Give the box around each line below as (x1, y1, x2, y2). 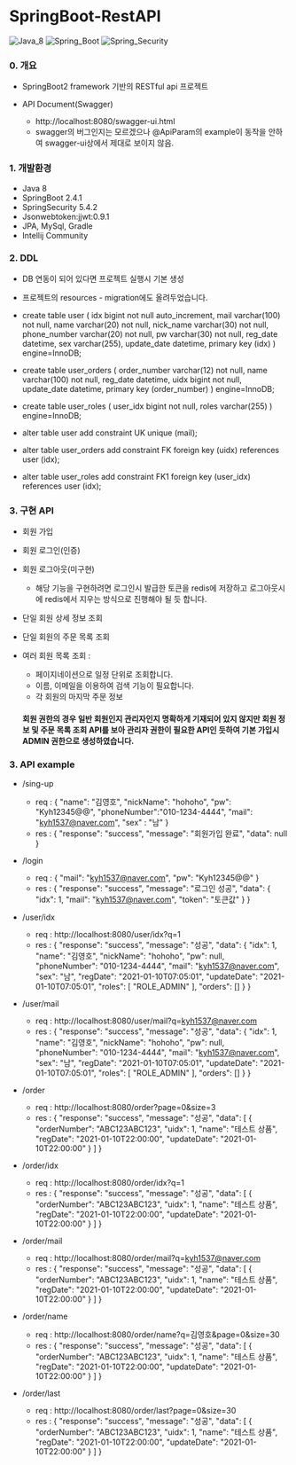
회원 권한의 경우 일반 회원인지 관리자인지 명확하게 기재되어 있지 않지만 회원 (21, 713, 277, 724)
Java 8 (21, 183, 47, 193)
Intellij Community (21, 230, 89, 240)
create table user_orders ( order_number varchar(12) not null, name (21, 364, 268, 375)
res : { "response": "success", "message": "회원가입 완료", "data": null (35, 828, 288, 839)
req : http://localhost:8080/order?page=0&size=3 (35, 1102, 216, 1113)
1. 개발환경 (9, 162, 52, 175)
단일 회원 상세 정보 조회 (21, 613, 104, 623)
